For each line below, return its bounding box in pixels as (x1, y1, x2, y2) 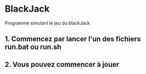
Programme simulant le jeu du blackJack (5, 20, 90, 26)
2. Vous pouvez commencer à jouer (5, 60, 120, 69)
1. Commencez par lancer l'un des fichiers (5, 35, 141, 43)
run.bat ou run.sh (5, 43, 62, 52)
